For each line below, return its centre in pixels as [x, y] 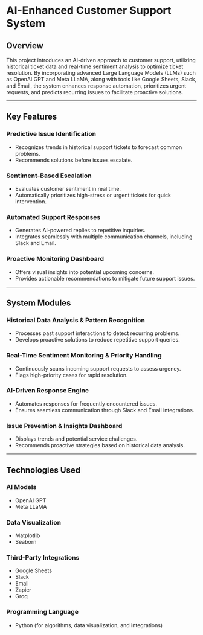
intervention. [31, 201]
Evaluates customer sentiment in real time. [68, 188]
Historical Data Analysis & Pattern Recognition [76, 320]
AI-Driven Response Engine [48, 391]
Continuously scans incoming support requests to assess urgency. [98, 368]
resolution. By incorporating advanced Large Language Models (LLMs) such [101, 73]
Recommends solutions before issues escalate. [74, 160]
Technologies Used [43, 470]
